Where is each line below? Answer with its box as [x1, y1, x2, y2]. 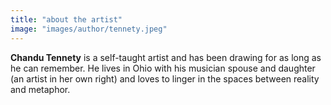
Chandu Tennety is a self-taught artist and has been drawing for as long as [10, 51, 322, 63]
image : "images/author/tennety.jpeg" [10, 24, 168, 34]
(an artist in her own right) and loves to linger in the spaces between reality [10, 72, 320, 85]
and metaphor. [10, 83, 71, 95]
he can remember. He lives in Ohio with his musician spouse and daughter [10, 62, 316, 74]
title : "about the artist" [10, 14, 123, 25]
